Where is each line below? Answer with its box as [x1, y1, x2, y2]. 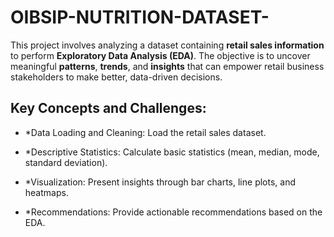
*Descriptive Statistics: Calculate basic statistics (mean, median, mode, [24, 146, 320, 158]
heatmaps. [24, 186, 69, 198]
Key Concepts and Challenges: [10, 100, 207, 117]
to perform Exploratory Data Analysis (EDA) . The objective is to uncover [10, 49, 311, 61]
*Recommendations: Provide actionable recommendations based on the [24, 206, 323, 218]
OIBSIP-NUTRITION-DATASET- [10, 6, 270, 29]
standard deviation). [24, 156, 108, 168]
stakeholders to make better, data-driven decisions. [10, 71, 223, 83]
